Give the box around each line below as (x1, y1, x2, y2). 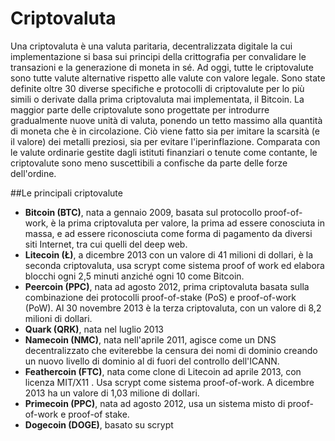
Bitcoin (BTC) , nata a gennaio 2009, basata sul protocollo (24, 206, 263, 218)
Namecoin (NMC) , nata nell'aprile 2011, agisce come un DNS (24, 333, 277, 346)
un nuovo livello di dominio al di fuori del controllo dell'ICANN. (24, 355, 280, 367)
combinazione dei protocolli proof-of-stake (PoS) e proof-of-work (24, 291, 297, 303)
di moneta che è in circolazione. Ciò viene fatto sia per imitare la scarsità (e (10, 125, 320, 137)
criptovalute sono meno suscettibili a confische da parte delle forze (10, 157, 288, 169)
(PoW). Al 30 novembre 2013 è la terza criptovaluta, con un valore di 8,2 (24, 302, 322, 314)
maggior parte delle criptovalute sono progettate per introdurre (10, 103, 270, 116)
